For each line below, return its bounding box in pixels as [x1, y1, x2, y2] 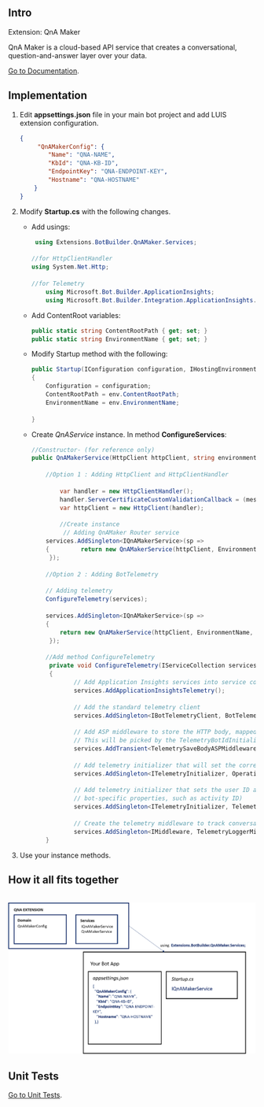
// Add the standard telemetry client [73, 703, 201, 711]
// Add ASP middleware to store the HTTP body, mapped [73, 728, 257, 736]
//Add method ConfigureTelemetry [46, 653, 156, 661]
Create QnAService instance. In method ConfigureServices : [31, 429, 227, 439]
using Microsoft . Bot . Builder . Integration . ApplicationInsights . [46, 296, 257, 304]
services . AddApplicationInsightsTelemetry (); [73, 687, 225, 694]
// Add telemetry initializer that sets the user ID [73, 787, 250, 794]
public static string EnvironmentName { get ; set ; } [31, 335, 208, 343]
